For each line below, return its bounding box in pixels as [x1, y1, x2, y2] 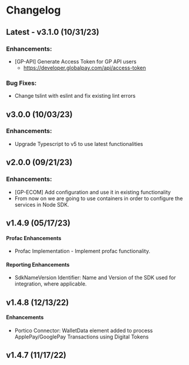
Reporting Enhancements [6, 261, 70, 268]
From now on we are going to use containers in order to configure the [14, 195, 183, 202]
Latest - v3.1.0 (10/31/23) [6, 27, 100, 37]
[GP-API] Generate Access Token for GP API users [14, 58, 137, 65]
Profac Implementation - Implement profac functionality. [14, 248, 151, 255]
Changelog [6, 4, 61, 17]
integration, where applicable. [14, 280, 87, 287]
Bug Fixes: [6, 79, 37, 87]
